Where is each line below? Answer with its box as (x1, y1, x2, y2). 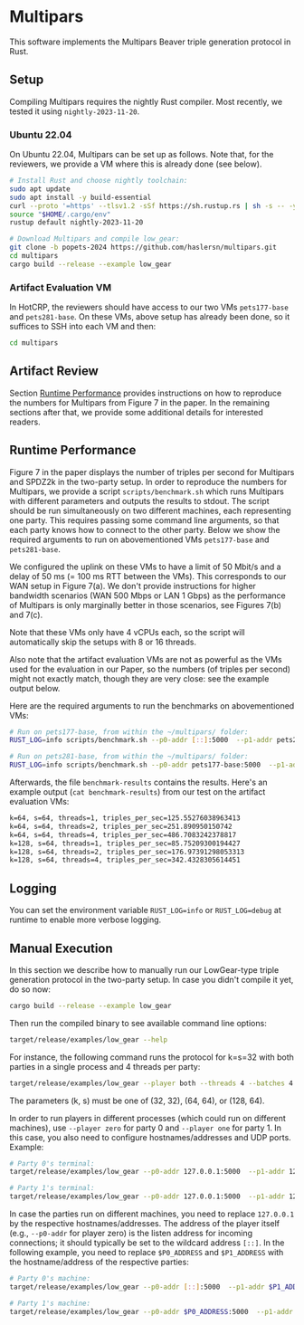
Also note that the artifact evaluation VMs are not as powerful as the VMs (9, 653, 282, 664)
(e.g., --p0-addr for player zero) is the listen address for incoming (9, 1228, 253, 1239)
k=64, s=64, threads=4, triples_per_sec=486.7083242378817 (9, 830, 237, 839)
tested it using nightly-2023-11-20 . (9, 106, 140, 117)
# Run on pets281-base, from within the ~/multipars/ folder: (9, 752, 249, 761)
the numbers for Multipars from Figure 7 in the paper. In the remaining (9, 396, 270, 408)
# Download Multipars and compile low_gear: (9, 234, 180, 243)
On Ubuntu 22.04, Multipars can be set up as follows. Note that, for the (9, 149, 274, 160)
